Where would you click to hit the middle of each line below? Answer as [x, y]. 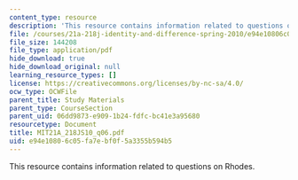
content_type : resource [53, 17]
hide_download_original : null [65, 67]
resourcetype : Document [53, 125]
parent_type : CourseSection [61, 108]
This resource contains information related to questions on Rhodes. [132, 166]
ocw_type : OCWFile [43, 91]
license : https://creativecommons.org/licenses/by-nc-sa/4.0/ [126, 83]
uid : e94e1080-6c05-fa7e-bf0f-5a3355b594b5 [91, 141]
